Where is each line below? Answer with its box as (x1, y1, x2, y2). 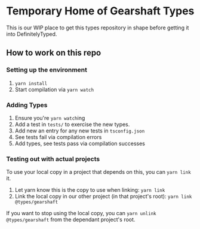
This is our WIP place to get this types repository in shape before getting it (6, 24, 189, 31)
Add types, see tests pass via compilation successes (14, 140, 145, 147)
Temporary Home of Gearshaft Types (6, 4, 195, 18)
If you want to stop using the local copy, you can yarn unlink (6, 210, 156, 217)
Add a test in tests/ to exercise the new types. (14, 120, 130, 128)
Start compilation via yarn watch (14, 86, 94, 93)
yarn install (14, 80, 48, 86)
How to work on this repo (6, 48, 101, 58)
